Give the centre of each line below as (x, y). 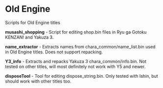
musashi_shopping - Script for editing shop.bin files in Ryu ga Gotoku (76, 32)
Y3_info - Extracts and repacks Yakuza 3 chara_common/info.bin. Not (76, 61)
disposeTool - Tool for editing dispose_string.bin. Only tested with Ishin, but (81, 76)
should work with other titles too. (38, 81)
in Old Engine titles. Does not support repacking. (54, 52)
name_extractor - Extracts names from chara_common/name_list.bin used (80, 46)
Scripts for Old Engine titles (33, 22)
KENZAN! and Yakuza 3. (29, 37)
